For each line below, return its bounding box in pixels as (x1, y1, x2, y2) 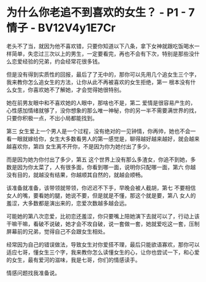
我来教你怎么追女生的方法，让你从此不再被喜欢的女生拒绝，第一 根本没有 (6, 78, 191, 86)
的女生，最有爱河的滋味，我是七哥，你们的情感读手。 (6, 256, 141, 264)
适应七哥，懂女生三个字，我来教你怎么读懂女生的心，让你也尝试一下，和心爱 (6, 248, 200, 256)
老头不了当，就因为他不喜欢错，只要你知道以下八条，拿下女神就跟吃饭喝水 (6, 42, 194, 50)
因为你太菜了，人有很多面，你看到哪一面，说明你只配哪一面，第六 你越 (17, 163, 196, 170)
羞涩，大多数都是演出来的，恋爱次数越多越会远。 (6, 199, 130, 207)
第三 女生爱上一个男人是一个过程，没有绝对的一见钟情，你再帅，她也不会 (6, 127, 191, 135)
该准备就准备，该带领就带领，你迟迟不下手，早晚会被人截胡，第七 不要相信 (6, 184, 196, 191)
